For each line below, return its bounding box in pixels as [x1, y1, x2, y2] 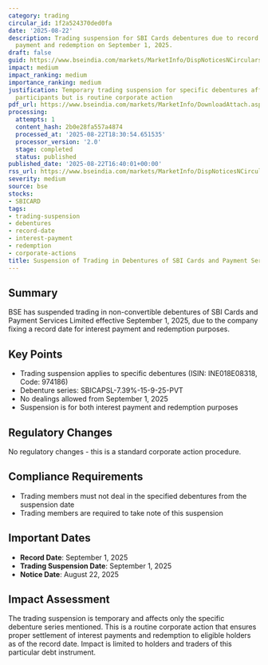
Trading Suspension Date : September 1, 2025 [19, 560, 172, 571]
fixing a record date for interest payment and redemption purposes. [8, 324, 230, 334]
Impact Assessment [8, 592, 110, 606]
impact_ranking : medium [8, 71, 88, 79]
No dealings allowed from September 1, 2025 [19, 394, 169, 404]
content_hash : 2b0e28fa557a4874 [15, 123, 124, 131]
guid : [8, 57, 26, 65]
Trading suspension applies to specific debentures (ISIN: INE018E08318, [19, 369, 258, 378]
